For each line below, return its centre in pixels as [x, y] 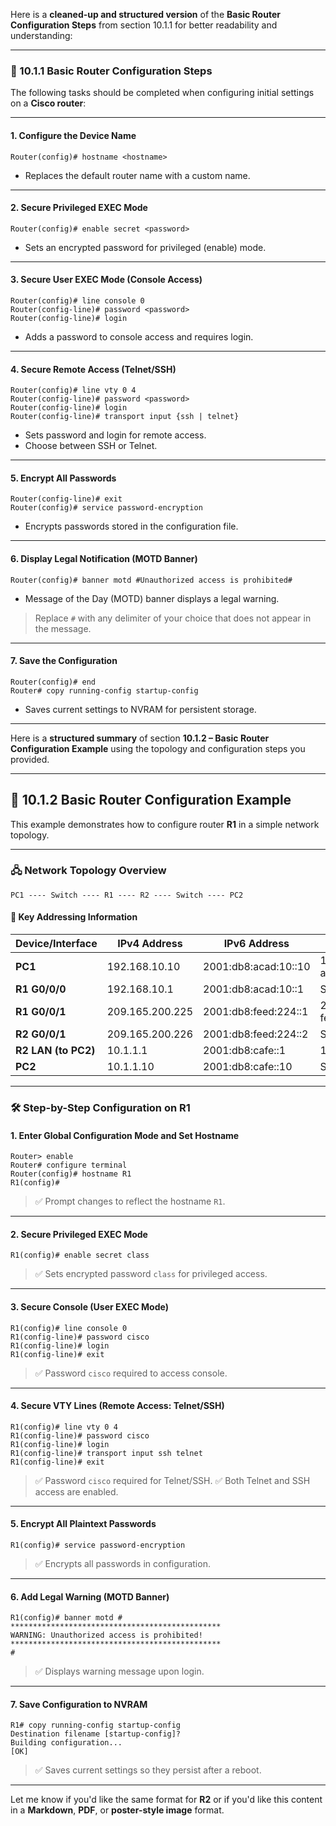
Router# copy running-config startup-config [104, 690]
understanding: [41, 35]
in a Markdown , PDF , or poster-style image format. [117, 1810]
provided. [30, 759]
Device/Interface [56, 944]
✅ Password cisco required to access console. [131, 1373]
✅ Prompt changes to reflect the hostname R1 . [130, 1201]
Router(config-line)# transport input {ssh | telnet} [125, 417]
